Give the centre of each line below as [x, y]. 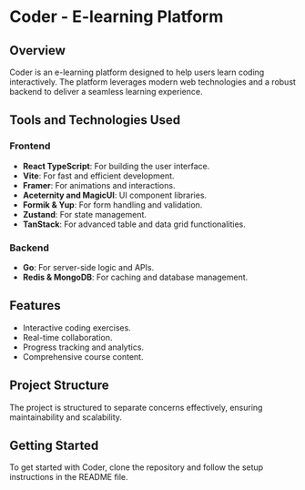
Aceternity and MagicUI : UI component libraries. [115, 195]
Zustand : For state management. [85, 214]
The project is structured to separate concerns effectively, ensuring [136, 407]
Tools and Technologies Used [95, 120]
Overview [38, 51]
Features [35, 306]
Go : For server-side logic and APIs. [88, 267]
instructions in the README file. [69, 477]
